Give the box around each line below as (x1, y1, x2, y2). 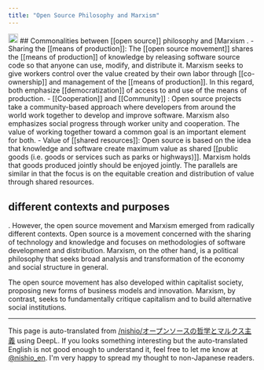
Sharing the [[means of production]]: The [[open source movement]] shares (8, 44, 254, 53)
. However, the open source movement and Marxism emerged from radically (8, 220, 255, 230)
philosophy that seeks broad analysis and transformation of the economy (8, 254, 245, 263)
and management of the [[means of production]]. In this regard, (48, 78, 255, 87)
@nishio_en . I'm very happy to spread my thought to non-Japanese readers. (8, 353, 255, 362)
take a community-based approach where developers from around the (8, 103, 236, 112)
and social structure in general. (8, 262, 108, 271)
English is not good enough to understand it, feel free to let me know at (8, 344, 238, 354)
